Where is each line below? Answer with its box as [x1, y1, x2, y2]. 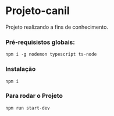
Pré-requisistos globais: [5, 38, 75, 46]
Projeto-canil [5, 4, 70, 18]
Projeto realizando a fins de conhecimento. [5, 23, 109, 30]
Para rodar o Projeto [5, 92, 63, 100]
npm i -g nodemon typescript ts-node [5, 52, 97, 57]
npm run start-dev [5, 105, 50, 111]
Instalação [5, 65, 36, 73]
